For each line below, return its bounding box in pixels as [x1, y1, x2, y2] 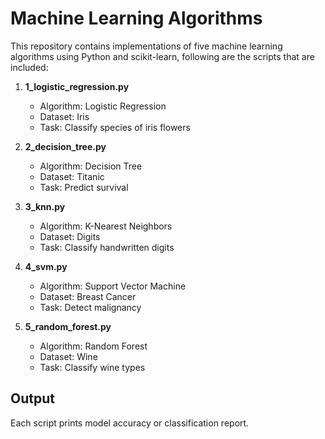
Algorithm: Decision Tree [39, 160, 143, 172]
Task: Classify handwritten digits [39, 241, 175, 253]
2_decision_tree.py [24, 140, 107, 152]
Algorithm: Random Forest [39, 340, 148, 352]
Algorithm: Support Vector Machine [39, 280, 187, 292]
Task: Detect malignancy [39, 301, 142, 313]
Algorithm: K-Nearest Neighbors [39, 220, 173, 232]
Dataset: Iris [39, 110, 90, 122]
